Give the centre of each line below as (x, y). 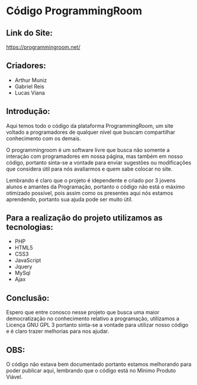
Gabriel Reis (29, 86)
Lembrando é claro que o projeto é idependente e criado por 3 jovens (91, 180)
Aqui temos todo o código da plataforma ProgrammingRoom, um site (90, 125)
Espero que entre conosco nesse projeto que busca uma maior (83, 313)
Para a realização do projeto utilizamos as (84, 218)
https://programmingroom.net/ (43, 47)
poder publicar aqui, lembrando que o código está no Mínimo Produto (91, 371)
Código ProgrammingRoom (74, 11)
